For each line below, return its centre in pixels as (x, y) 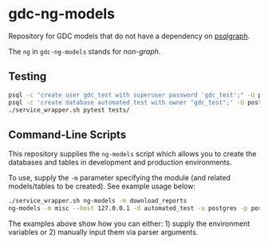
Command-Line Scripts (67, 134)
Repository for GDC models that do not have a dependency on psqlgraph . (129, 36)
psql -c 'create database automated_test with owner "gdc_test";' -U (126, 102)
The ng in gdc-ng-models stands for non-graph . (85, 51)
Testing (28, 77)
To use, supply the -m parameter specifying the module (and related (120, 178)
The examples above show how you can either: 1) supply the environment (129, 223)
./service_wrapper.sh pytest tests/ (69, 110)
